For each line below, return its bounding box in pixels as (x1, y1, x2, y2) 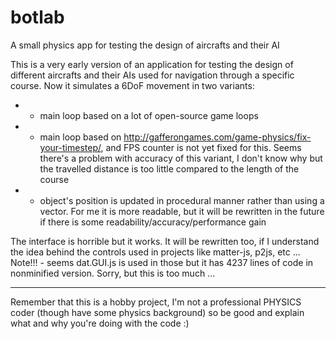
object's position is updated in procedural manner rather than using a (39, 194, 325, 206)
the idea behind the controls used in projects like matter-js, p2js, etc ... (10, 246, 301, 258)
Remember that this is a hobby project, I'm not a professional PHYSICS (10, 296, 302, 308)
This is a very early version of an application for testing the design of (10, 58, 294, 70)
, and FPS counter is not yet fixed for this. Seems (100, 141, 302, 153)
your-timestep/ (39, 141, 102, 153)
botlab (10, 6, 65, 29)
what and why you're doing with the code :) (10, 317, 190, 329)
